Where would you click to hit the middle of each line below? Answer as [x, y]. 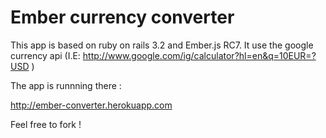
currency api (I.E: [45, 55]
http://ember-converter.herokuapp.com [91, 105]
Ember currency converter [122, 17]
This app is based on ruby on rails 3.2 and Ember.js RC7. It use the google [162, 45]
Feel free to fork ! [46, 124]
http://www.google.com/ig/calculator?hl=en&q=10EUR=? [199, 55]
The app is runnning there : [66, 85]
